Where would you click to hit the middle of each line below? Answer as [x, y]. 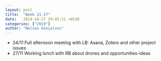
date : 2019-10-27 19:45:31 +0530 [42, 19]
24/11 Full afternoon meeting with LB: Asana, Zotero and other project [84, 42]
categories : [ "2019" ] [28, 24]
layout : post [19, 10]
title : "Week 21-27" [28, 14]
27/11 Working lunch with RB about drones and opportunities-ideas [81, 53]
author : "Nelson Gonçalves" [35, 28]
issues [19, 48]
